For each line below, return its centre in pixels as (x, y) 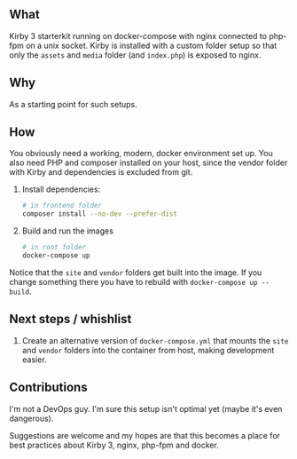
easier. (34, 360)
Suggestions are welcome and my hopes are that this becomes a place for (145, 435)
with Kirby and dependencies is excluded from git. (101, 172)
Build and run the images (67, 231)
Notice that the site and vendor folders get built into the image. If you (136, 272)
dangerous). (31, 418)
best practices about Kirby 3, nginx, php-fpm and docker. (114, 445)
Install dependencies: (61, 189)
